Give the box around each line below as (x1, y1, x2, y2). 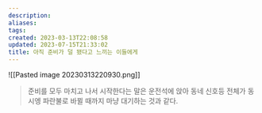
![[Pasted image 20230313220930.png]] (8, 70, 141, 79)
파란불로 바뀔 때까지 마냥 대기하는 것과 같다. (42, 96, 179, 105)
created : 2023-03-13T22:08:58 (8, 33, 109, 42)
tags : (8, 26, 26, 34)
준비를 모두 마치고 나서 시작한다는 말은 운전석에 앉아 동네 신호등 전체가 (27, 86, 246, 96)
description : (8, 11, 52, 20)
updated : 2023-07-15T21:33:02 (8, 41, 109, 49)
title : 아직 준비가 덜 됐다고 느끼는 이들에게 (8, 48, 138, 56)
